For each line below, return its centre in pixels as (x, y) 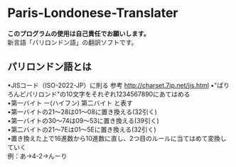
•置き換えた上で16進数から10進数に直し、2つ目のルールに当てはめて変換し (117, 138)
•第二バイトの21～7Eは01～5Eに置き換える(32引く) (82, 129)
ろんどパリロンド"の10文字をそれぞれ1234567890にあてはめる (99, 94)
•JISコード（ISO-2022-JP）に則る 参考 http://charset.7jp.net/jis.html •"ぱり (118, 85)
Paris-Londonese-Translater (93, 13)
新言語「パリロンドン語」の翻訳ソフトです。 (73, 42)
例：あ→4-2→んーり (37, 156)
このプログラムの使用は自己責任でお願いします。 (79, 33)
